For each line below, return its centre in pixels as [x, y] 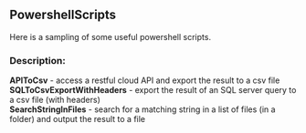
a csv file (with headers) [55, 100]
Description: [37, 60]
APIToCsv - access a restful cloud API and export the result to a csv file [145, 80]
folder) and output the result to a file [78, 119]
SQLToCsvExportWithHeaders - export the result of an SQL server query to [153, 90]
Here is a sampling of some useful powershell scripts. [111, 36]
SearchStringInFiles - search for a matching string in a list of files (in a [142, 109]
